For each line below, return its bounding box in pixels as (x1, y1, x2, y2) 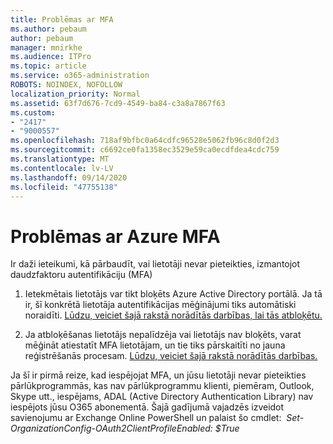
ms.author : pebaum (10, 24, 87, 34)
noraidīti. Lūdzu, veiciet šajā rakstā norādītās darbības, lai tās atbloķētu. (24, 309, 323, 321)
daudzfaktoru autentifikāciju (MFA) (10, 269, 153, 281)
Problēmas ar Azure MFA (10, 225, 221, 248)
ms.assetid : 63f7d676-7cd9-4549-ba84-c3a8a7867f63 (10, 98, 226, 108)
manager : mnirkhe (10, 42, 83, 53)
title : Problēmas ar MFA (10, 14, 114, 25)
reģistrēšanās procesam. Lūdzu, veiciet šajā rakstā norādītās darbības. (24, 350, 318, 362)
